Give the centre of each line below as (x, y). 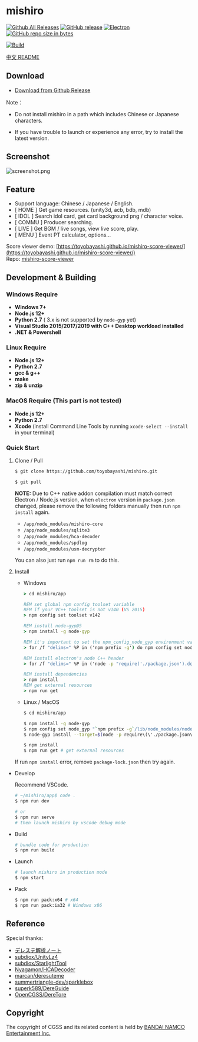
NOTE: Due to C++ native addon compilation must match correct (93, 493)
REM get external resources (58, 686)
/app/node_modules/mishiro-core (63, 524)
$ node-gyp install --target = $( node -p (72, 735)
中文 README (23, 57)
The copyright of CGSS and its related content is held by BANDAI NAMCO (95, 1027)
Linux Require (26, 348)
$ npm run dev (32, 801)
